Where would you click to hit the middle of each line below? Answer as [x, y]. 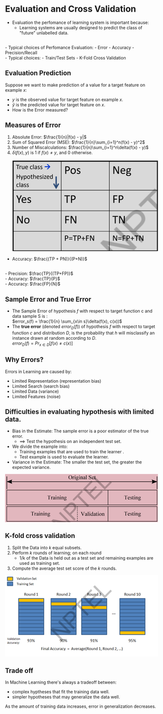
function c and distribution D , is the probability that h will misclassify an [83, 333]
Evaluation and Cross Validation [71, 9]
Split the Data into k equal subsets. [47, 547]
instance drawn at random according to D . [54, 338]
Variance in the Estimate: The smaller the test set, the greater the [77, 462]
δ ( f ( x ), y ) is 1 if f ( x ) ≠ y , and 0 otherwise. [52, 153]
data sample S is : [30, 316]
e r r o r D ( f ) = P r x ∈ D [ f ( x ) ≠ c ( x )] [42, 344]
